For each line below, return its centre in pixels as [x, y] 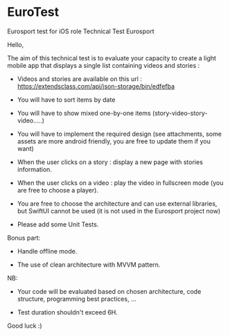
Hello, [16, 44]
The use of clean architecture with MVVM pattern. [89, 265]
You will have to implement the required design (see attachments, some [119, 134]
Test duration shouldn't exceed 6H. [67, 312]
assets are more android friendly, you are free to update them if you [114, 141]
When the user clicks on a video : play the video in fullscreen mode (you [120, 183]
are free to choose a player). [58, 190]
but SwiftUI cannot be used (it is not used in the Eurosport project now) [119, 211]
